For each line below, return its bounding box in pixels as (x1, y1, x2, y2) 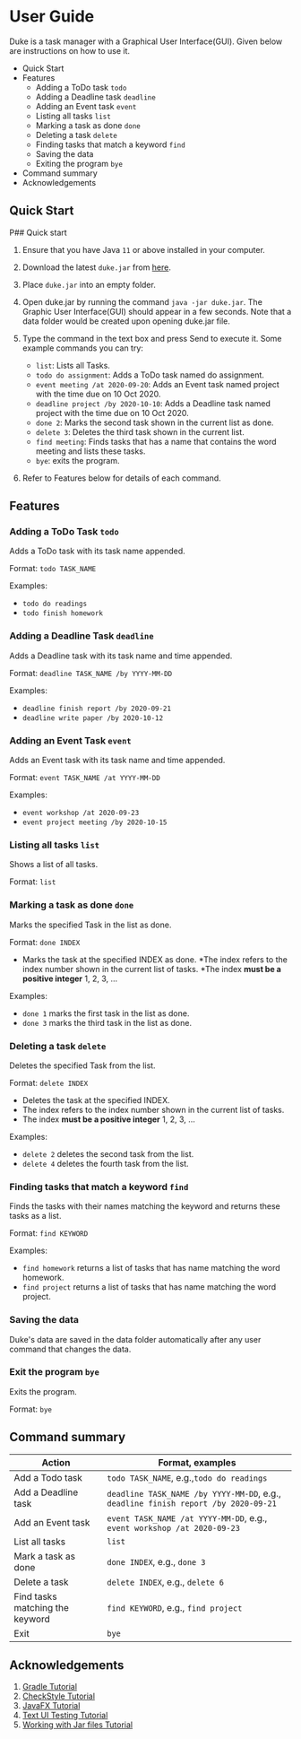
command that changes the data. (9, 1343, 132, 1354)
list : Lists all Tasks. (35, 360, 110, 370)
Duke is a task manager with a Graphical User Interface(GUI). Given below (9, 36, 283, 47)
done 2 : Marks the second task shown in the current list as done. (35, 417, 274, 428)
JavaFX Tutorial (21, 1700, 81, 1711)
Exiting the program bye (35, 158, 124, 169)
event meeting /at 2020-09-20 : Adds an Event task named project (35, 378, 279, 389)
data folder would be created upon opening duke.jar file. (21, 316, 231, 326)
